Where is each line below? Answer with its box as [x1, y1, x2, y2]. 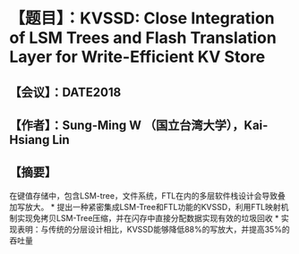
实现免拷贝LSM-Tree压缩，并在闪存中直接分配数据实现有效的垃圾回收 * [16, 212, 279, 224]
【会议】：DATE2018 [9, 84, 122, 99]
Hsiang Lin [9, 131, 70, 148]
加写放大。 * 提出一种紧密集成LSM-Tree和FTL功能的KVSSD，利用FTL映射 [9, 201, 282, 212]
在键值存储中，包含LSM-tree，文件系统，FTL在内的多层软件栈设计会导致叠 [9, 190, 286, 201]
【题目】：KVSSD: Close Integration [9, 8, 275, 29]
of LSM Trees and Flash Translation [9, 28, 278, 48]
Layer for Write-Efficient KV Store [9, 47, 266, 67]
